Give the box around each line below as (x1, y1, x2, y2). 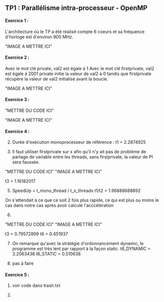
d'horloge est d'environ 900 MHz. (5, 34, 73, 40)
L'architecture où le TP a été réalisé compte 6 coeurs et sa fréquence (5, 28, 145, 34)
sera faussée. (12, 159, 40, 165)
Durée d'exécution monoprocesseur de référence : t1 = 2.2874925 (12, 139, 146, 145)
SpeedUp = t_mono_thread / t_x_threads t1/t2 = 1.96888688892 (12, 188, 141, 193)
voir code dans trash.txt (12, 282, 60, 289)
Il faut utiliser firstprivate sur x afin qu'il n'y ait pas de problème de (12, 149, 146, 155)
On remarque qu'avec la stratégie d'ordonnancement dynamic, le (12, 241, 144, 247)
